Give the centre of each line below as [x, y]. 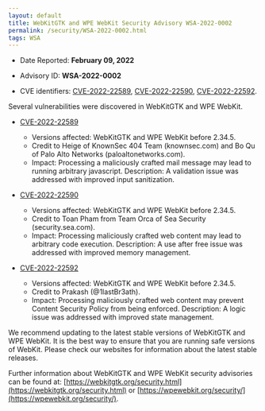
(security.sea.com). [63, 227]
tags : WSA [25, 38]
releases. [23, 358]
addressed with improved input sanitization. [103, 180]
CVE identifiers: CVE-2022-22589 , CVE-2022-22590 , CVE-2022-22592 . [138, 91]
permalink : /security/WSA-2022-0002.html [78, 30]
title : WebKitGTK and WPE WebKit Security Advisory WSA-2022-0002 [120, 23]
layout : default [35, 16]
